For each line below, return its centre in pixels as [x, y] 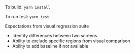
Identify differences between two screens [54, 36]
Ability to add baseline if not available [50, 46]
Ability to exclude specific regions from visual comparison [71, 41]
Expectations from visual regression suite [47, 26]
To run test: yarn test [27, 16]
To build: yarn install [28, 7]
